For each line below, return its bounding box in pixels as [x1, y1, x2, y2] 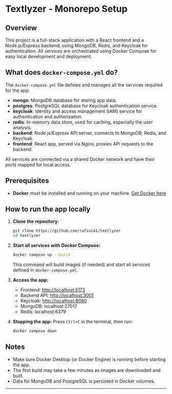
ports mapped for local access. [5, 161, 71, 168]
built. [12, 372, 24, 379]
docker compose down [12, 328, 57, 334]
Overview [5, 24, 37, 32]
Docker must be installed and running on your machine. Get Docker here [12, 190, 166, 196]
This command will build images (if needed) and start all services [12, 262, 150, 268]
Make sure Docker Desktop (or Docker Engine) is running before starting [12, 356, 166, 362]
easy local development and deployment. [5, 53, 92, 59]
